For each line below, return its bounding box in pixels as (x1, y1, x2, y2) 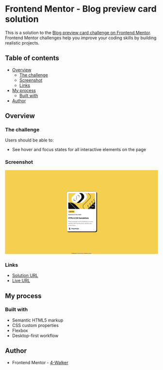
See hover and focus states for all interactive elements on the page (12, 147, 147, 153)
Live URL (12, 277, 31, 284)
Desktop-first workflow (12, 333, 59, 339)
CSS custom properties (12, 322, 59, 328)
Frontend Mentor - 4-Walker (12, 359, 69, 365)
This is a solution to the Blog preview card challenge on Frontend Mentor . (5, 30, 151, 35)
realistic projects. (5, 40, 40, 46)
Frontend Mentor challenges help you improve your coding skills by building (5, 35, 157, 41)
